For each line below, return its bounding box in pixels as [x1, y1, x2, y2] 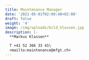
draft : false [5, 16, 32, 21]
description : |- [5, 30, 38, 35]
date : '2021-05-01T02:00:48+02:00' [5, 12, 78, 17]
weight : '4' [5, 20, 29, 26]
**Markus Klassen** [9, 35, 49, 40]
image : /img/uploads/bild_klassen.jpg [5, 25, 84, 30]
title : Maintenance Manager [5, 7, 63, 12]
